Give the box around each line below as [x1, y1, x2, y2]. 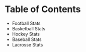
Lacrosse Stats [12, 41, 43, 47]
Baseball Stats [12, 36, 42, 42]
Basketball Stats [12, 25, 46, 31]
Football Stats [12, 20, 41, 26]
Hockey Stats [12, 31, 40, 37]
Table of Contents [5, 4, 81, 15]
